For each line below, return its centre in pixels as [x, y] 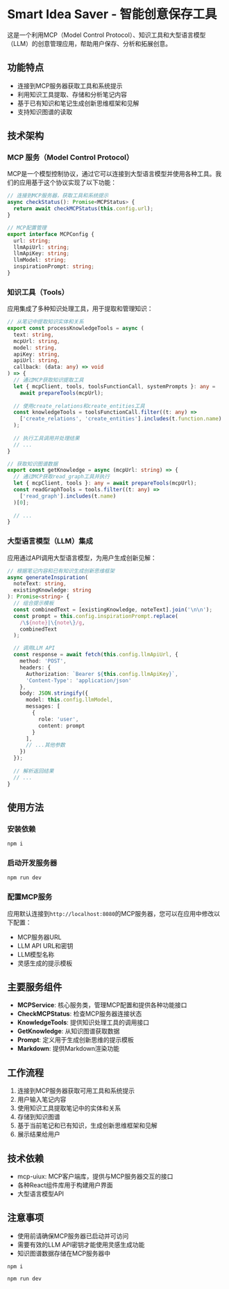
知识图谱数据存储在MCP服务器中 [64, 1253]
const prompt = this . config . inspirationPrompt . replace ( [96, 616]
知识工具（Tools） [38, 292]
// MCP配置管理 [27, 228]
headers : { [35, 667]
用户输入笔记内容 [42, 1100]
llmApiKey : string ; [42, 254]
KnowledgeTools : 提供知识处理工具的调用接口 [83, 1022]
